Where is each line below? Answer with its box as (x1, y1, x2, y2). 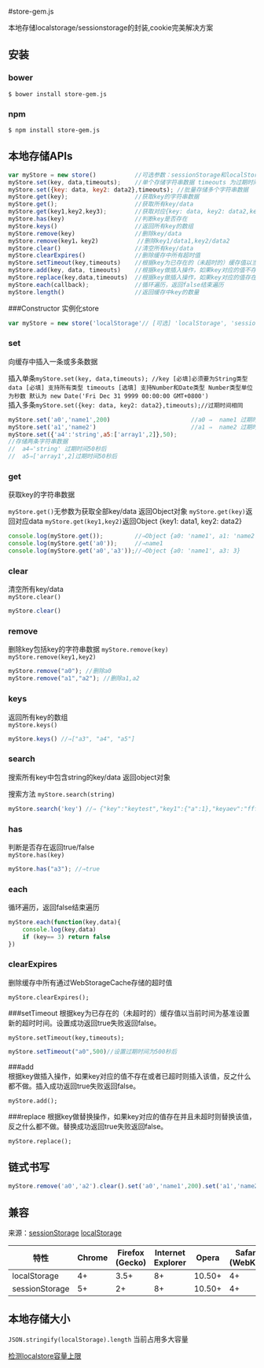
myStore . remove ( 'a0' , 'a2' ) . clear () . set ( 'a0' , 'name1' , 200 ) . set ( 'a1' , (8, 1182, 237, 1190)
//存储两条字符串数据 (8, 437, 68, 446)
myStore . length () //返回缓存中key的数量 (8, 288, 200, 296)
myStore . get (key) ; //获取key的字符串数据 (8, 193, 200, 201)
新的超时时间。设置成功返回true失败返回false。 (8, 1018, 161, 1028)
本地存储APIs (8, 150, 73, 163)
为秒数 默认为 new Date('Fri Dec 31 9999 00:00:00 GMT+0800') (8, 392, 209, 400)
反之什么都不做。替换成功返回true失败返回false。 (8, 1121, 168, 1131)
